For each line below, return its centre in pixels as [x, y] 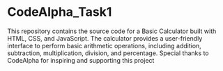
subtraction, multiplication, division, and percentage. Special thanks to [108, 53]
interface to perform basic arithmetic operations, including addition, [105, 45]
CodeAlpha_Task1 [60, 12]
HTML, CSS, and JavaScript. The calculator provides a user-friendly [105, 38]
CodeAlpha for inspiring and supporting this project [81, 60]
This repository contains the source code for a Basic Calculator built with [112, 31]
